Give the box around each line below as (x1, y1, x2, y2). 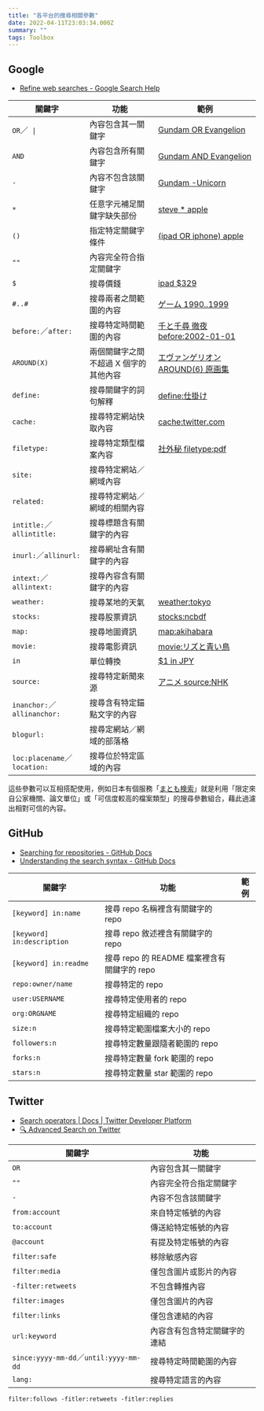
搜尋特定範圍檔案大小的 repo (104, 1023, 211, 1034)
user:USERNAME (12, 994, 65, 1003)
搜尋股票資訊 (89, 611, 137, 622)
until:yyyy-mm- (83, 1353, 141, 1362)
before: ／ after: (12, 326, 73, 337)
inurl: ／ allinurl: (12, 550, 81, 561)
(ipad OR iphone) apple (158, 231, 244, 242)
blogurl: (12, 730, 45, 740)
